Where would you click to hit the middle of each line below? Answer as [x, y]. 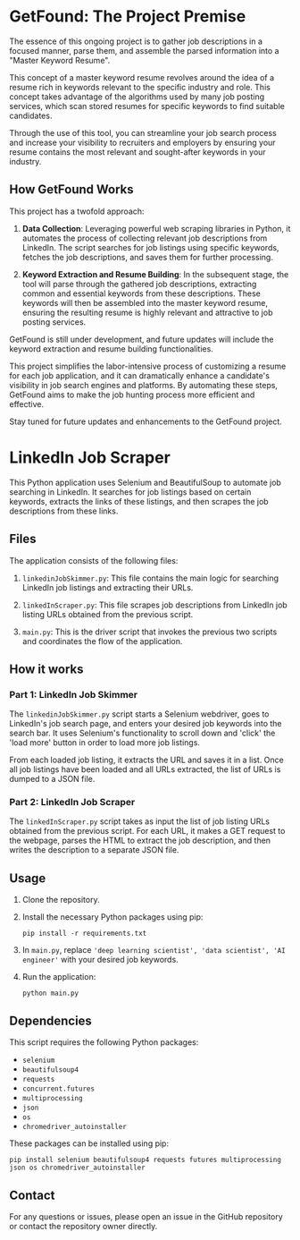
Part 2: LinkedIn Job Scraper [72, 803]
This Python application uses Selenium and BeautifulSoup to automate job [145, 482]
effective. [27, 403]
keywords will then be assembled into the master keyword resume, [145, 302]
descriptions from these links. [64, 511]
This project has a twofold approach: [77, 211]
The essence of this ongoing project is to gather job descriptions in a [136, 41]
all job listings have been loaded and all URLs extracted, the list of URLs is [145, 769]
